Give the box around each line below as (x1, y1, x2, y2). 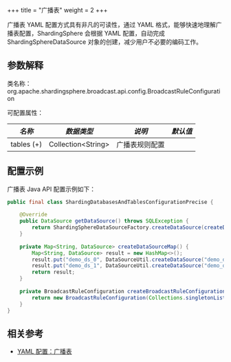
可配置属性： (7, 109, 43, 117)
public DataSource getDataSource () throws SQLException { (19, 218, 189, 225)
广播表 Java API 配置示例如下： (7, 185, 96, 193)
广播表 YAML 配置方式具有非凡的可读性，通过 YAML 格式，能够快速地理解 (7, 21, 217, 29)
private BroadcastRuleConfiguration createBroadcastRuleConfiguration (19, 288, 226, 295)
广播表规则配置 (116, 139, 165, 149)
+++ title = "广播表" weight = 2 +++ (7, 6, 108, 14)
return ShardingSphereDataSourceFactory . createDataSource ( (32, 224, 205, 231)
